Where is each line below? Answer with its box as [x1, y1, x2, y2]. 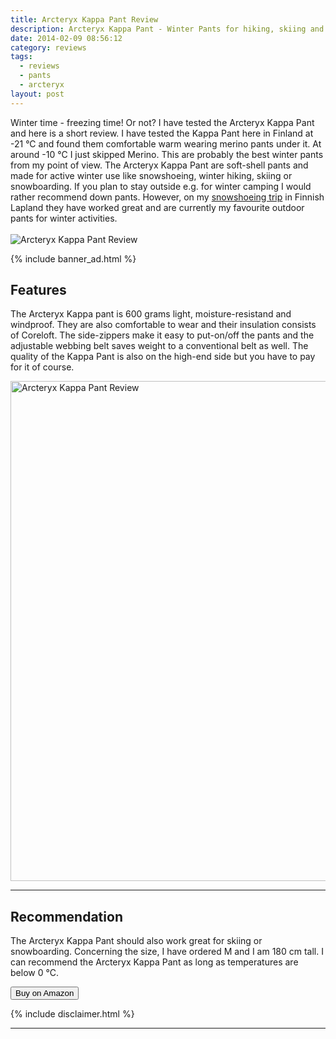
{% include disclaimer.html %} [10, 1008, 135, 1020]
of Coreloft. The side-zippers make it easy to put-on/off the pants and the [10, 329, 315, 341]
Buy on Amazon [15, 988, 75, 999]
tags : [10, 52, 33, 62]
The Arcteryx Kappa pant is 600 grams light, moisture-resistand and [10, 308, 292, 320]
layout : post [10, 89, 65, 99]
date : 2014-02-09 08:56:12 [10, 33, 123, 43]
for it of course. [10, 361, 75, 373]
